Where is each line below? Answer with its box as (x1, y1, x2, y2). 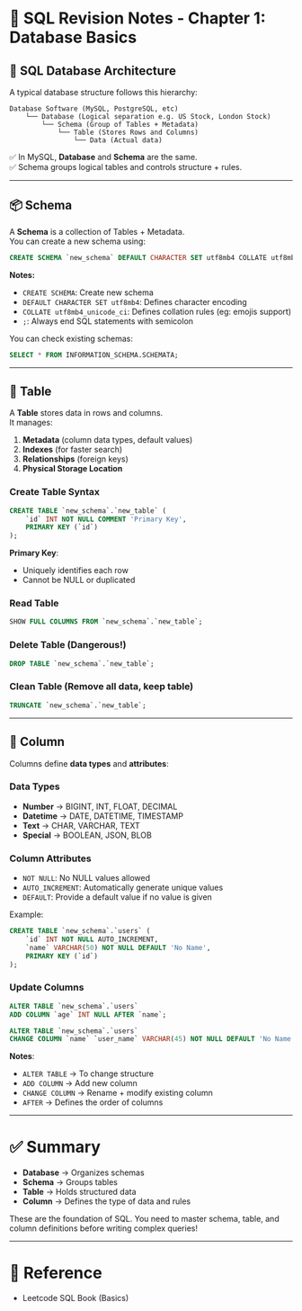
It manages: (9, 418, 53, 428)
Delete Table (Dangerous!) (9, 639, 127, 651)
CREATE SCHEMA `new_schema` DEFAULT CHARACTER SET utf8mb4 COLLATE (9, 253, 268, 262)
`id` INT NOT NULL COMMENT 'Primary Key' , (25, 515, 187, 524)
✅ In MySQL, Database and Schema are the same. (9, 152, 198, 162)
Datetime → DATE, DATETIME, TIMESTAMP (22, 810, 184, 822)
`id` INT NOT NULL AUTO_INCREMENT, (25, 935, 159, 944)
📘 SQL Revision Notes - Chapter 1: (9, 8, 267, 29)
